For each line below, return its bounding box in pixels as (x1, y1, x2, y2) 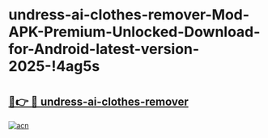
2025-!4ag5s (8, 57, 100, 76)
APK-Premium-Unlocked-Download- (8, 23, 261, 41)
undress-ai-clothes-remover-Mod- (8, 6, 249, 24)
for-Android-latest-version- (8, 40, 200, 58)
